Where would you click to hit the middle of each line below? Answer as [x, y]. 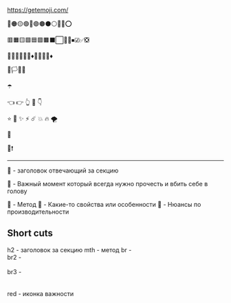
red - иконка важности [41, 293]
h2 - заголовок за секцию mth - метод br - [69, 249]
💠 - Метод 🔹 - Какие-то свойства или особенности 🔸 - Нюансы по [104, 204]
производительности [38, 212]
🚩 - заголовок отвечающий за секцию [63, 170]
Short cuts [30, 233]
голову [17, 191]
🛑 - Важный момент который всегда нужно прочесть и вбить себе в [108, 184]
